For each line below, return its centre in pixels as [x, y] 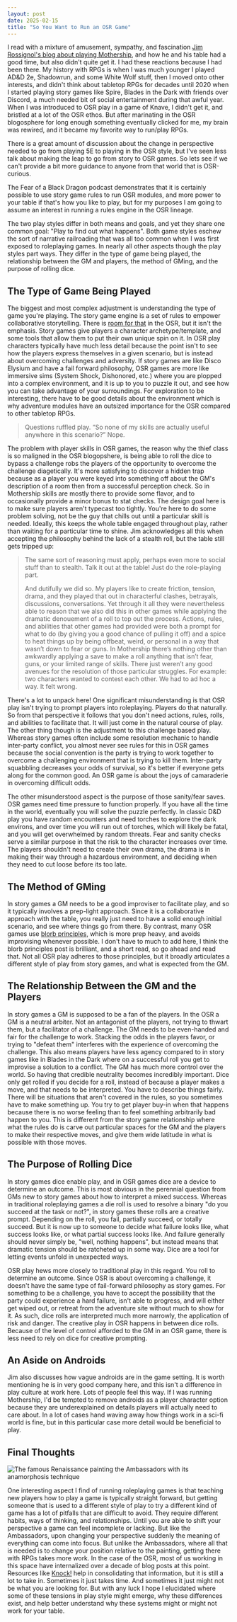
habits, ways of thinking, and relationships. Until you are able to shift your [114, 1521]
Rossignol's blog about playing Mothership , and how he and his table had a [117, 55]
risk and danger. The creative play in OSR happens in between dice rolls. [113, 1323]
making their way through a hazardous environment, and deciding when [112, 857]
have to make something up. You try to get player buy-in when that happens [118, 1104]
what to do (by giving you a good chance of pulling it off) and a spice [125, 634]
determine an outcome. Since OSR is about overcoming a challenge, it [109, 1278]
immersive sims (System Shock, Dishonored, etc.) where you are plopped [114, 376]
